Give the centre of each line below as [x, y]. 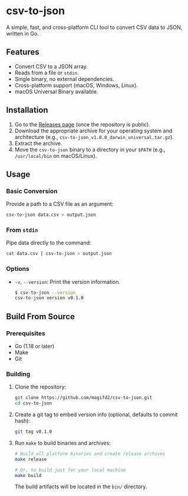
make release [31, 459]
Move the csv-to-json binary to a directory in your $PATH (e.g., [90, 150]
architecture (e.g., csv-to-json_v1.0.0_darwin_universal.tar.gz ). [94, 137]
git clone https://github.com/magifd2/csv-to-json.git [83, 398]
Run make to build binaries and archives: [62, 443]
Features [23, 52]
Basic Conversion [32, 191]
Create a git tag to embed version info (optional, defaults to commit [96, 414]
